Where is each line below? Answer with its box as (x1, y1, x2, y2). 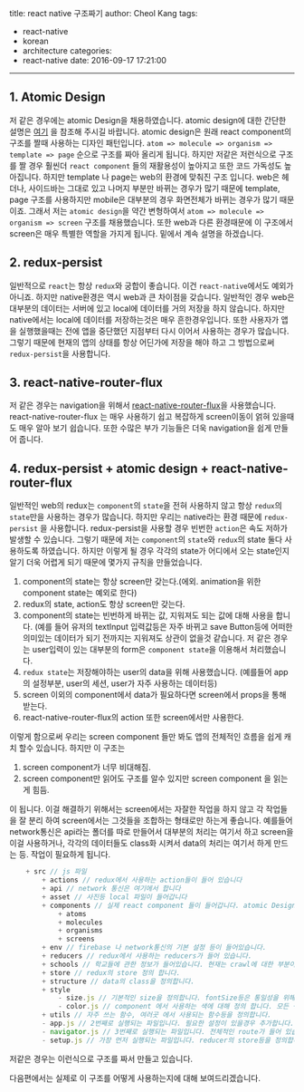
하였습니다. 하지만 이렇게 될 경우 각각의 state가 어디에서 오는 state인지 (40, 546, 290, 556)
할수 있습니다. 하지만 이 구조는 (18, 742, 126, 754)
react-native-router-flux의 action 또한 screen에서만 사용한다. (22, 712, 244, 723)
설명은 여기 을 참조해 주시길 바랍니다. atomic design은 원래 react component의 (9, 126, 292, 137)
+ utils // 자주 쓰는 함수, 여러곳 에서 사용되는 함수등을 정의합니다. (42, 1010, 272, 1020)
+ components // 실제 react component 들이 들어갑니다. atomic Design (42, 901, 297, 910)
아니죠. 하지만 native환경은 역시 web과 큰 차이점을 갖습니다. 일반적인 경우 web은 (9, 291, 295, 302)
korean (22, 35, 50, 46)
